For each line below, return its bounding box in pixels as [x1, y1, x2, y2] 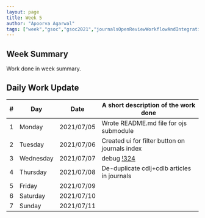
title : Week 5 [6, 15, 43, 21]
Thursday [19, 168, 47, 176]
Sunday [19, 201, 41, 210]
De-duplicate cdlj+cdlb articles [101, 163, 191, 172]
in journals [101, 171, 132, 180]
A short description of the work [101, 100, 196, 109]
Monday [19, 122, 43, 131]
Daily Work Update [6, 83, 79, 93]
